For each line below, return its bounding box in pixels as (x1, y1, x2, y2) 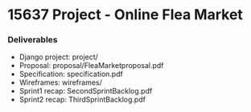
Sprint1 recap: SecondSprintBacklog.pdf (19, 86, 153, 96)
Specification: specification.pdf (19, 70, 124, 79)
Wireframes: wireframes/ (19, 78, 102, 87)
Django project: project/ (19, 52, 98, 62)
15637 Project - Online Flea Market (7, 6, 243, 24)
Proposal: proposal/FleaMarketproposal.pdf (19, 61, 164, 70)
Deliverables (7, 34, 58, 46)
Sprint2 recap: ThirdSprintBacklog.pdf (19, 94, 146, 105)
